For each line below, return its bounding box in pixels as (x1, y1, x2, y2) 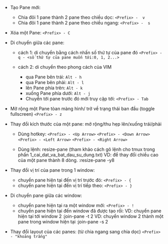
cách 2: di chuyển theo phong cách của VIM (17, 64, 112, 70)
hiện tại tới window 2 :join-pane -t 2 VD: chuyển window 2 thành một (17, 213, 163, 219)
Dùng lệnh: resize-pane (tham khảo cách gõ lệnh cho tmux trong (17, 146, 155, 152)
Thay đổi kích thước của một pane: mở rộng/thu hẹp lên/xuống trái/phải (10, 121, 162, 127)
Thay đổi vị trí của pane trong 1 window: (10, 167, 95, 173)
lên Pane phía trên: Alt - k (25, 85, 83, 91)
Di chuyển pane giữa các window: (10, 192, 82, 198)
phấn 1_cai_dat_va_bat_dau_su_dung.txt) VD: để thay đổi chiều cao (17, 152, 159, 158)
